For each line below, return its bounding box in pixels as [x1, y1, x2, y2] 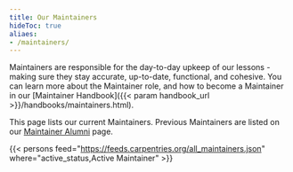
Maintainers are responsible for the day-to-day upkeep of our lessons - [9, 62, 271, 73]
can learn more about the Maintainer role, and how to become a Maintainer [9, 81, 284, 91]
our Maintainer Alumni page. [9, 126, 114, 137]
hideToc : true [9, 21, 62, 30]
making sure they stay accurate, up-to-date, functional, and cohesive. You [9, 72, 282, 82]
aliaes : [9, 29, 38, 38]
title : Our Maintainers [9, 12, 98, 22]
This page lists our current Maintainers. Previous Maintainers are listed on [9, 117, 281, 128]
